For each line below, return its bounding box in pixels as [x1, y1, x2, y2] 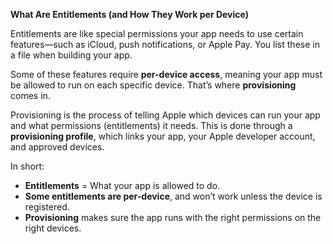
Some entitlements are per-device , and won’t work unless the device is [24, 190, 323, 202]
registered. [24, 201, 70, 213]
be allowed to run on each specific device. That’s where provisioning [10, 79, 297, 91]
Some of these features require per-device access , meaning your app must [10, 69, 323, 80]
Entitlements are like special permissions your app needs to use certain [10, 28, 304, 39]
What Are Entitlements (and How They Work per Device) [10, 9, 249, 20]
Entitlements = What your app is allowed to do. [24, 180, 221, 191]
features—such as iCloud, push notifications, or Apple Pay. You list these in [10, 39, 320, 50]
